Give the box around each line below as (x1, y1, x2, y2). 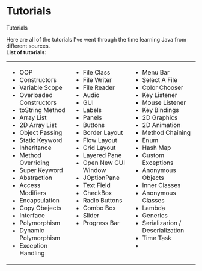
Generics (142, 211, 168, 219)
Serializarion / (142, 219, 182, 227)
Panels (83, 113, 102, 122)
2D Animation (142, 120, 181, 129)
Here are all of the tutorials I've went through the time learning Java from (6, 36, 186, 43)
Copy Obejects (19, 204, 62, 212)
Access (19, 181, 41, 189)
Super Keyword (19, 166, 63, 174)
